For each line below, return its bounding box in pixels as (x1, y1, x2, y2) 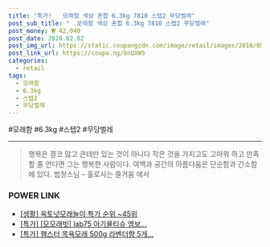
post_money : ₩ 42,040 (8, 27, 81, 35)
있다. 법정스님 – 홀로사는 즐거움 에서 (36, 170, 150, 179)
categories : (8, 57, 48, 65)
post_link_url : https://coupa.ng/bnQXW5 (8, 49, 146, 57)
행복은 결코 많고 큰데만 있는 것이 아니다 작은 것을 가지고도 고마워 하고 (27, 150, 245, 159)
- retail (15, 64, 45, 72)
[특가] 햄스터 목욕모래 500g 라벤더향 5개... (19, 229, 154, 239)
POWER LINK (8, 190, 60, 201)
